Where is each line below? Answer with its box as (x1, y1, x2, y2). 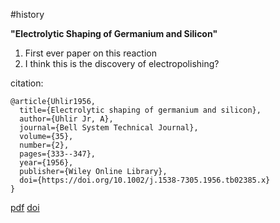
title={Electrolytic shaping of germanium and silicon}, (19, 105, 262, 115)
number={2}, (19, 140, 70, 150)
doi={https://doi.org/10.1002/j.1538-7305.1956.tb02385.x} (19, 175, 271, 185)
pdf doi (10, 202, 40, 213)
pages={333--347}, (19, 149, 97, 159)
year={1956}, (19, 158, 74, 168)
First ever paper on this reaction (24, 47, 158, 59)
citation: (10, 77, 44, 89)
